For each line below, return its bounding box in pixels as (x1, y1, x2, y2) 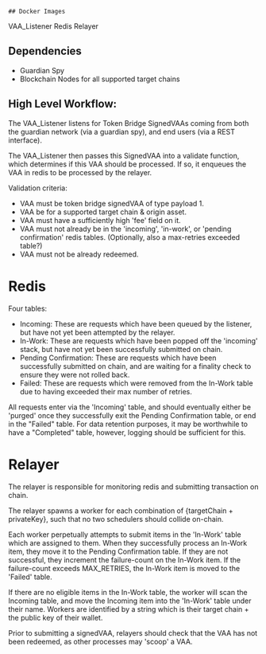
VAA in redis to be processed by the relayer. (8, 167, 152, 177)
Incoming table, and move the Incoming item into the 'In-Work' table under (8, 596, 252, 605)
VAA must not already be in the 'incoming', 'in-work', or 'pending (19, 224, 232, 233)
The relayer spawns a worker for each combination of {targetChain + (8, 506, 233, 515)
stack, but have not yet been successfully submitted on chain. (19, 344, 223, 354)
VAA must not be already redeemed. (19, 249, 139, 259)
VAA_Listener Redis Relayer (8, 22, 99, 31)
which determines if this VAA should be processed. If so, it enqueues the (8, 159, 247, 169)
